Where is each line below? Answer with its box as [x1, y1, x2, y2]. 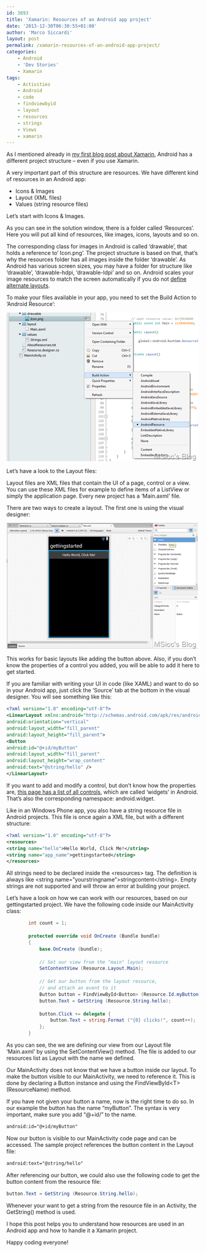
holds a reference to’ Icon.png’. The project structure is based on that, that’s [6, 249, 198, 257]
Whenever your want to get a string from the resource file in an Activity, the [6, 1202, 197, 1209]
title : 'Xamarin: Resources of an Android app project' [6, 16, 152, 23]
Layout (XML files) [15, 194, 62, 201]
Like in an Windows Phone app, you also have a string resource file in [6, 807, 182, 814]
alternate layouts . [6, 282, 50, 289]
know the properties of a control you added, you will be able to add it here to [6, 662, 200, 669]
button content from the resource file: [6, 1178, 101, 1185]
